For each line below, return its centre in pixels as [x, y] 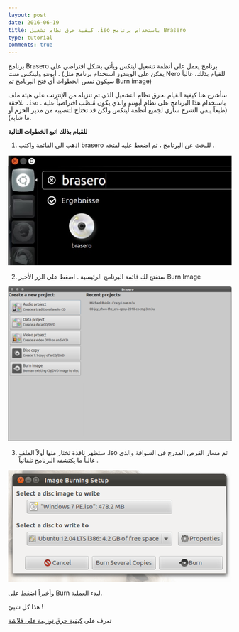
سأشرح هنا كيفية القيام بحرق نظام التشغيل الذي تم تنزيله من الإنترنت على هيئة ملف [118, 95]
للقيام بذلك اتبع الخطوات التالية [48, 132]
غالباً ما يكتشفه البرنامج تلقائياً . [58, 460]
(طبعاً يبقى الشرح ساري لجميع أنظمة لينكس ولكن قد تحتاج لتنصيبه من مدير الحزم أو [118, 110]
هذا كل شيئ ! [26, 606]
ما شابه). [20, 118]
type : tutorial [30, 38]
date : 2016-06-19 [34, 22]
